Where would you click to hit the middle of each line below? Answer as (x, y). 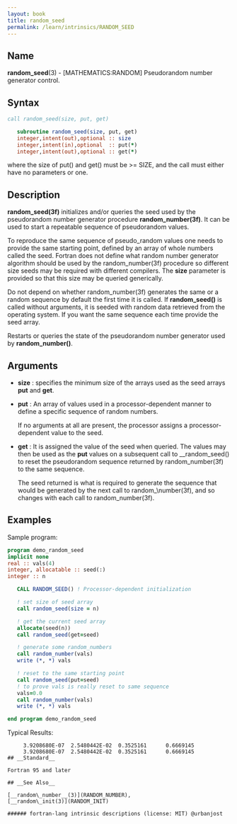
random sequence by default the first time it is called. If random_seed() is (115, 300)
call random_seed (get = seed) (58, 635)
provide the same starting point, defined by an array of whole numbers (110, 248)
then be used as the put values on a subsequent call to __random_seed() (123, 454)
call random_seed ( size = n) (58, 609)
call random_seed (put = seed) (58, 680)
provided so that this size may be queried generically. (86, 278)
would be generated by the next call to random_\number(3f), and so (116, 490)
